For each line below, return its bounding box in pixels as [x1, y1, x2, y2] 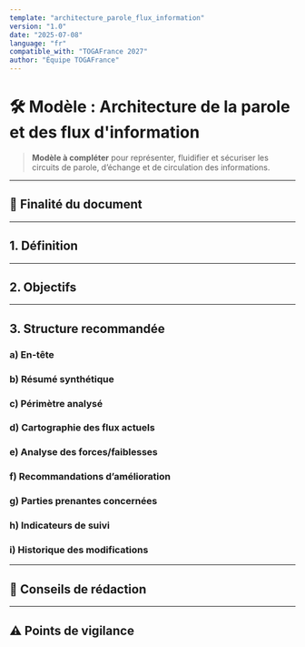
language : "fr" [9, 38, 67, 48]
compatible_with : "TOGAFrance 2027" [9, 47, 148, 56]
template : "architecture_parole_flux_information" [9, 13, 205, 23]
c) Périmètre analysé [9, 397, 103, 409]
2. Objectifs [9, 279, 77, 295]
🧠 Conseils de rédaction [9, 581, 147, 597]
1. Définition [9, 238, 79, 254]
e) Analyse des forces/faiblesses [9, 446, 158, 459]
